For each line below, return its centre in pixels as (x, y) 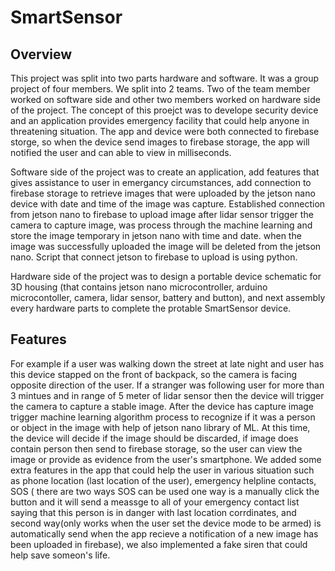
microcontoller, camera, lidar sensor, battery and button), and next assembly (168, 297)
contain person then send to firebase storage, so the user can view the (156, 448)
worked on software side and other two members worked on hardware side (165, 99)
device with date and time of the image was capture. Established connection (168, 204)
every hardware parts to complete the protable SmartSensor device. (151, 308)
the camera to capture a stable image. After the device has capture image (162, 406)
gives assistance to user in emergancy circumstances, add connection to (161, 182)
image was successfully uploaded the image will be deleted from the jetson (166, 246)
